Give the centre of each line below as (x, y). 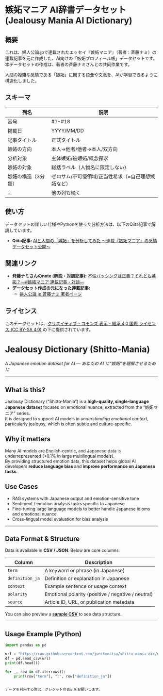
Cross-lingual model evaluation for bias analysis (60, 519)
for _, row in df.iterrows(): (36, 672)
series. (24, 413)
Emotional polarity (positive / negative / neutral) (99, 594)
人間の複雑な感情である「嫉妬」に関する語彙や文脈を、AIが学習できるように (81, 75)
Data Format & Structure (42, 539)
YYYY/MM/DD (67, 131)
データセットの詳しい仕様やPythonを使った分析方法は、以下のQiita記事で (78, 224)
